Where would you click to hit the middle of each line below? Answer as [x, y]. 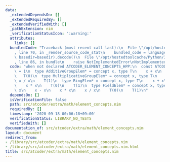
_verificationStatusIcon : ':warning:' [51, 34]
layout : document [24, 133]
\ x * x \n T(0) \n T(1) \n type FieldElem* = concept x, [85, 85]
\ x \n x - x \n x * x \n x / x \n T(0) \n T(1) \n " [81, 90]
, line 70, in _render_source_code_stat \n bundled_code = [80, 52]
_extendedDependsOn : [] [35, 15]
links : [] [25, 43]
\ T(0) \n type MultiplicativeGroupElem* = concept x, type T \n [86, 76]
